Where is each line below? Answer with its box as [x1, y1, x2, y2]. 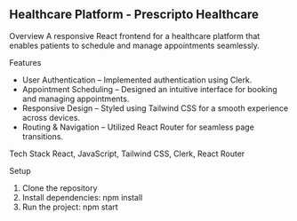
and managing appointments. [21, 93, 130, 104]
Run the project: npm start [21, 201, 118, 212]
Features [9, 57, 42, 67]
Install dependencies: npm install [21, 192, 143, 202]
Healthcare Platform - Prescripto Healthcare [9, 7, 260, 22]
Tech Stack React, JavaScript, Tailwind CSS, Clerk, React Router [9, 148, 245, 159]
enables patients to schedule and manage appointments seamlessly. [9, 40, 261, 51]
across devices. [21, 112, 81, 122]
